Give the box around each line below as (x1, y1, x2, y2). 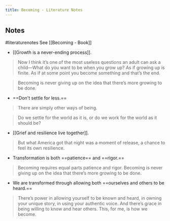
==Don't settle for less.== (12, 95, 67, 101)
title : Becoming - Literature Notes (5, 7, 83, 13)
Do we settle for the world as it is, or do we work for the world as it (17, 115, 157, 121)
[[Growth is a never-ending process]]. (12, 49, 92, 56)
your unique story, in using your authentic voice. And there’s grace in (17, 201, 162, 207)
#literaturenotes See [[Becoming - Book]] (5, 40, 92, 46)
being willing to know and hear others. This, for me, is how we (17, 206, 148, 212)
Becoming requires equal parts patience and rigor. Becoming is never (17, 165, 163, 171)
